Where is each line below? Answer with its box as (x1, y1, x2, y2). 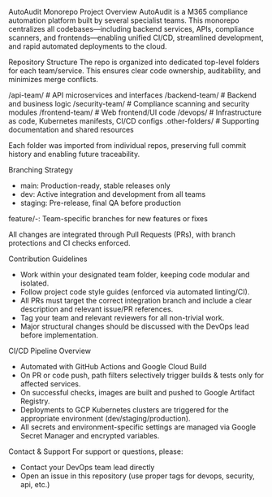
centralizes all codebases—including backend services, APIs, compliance (8, 24, 254, 33)
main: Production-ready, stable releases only (19, 181, 171, 190)
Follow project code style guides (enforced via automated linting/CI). (19, 287, 250, 296)
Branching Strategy (8, 165, 73, 174)
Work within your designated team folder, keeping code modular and (19, 270, 250, 279)
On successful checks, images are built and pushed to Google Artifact (19, 388, 255, 397)
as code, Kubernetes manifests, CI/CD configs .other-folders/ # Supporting (8, 116, 260, 125)
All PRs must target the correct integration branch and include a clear (19, 296, 253, 305)
